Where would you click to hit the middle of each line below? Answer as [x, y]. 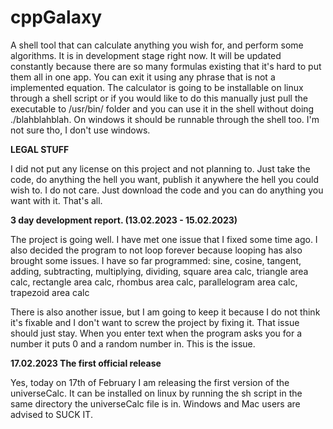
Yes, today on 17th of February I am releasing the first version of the [150, 382]
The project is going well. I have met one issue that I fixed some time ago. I [164, 239]
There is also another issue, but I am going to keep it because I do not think [165, 312]
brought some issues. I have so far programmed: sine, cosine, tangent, [156, 260]
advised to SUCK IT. [51, 414]
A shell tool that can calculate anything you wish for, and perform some [157, 45]
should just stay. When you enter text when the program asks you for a [156, 333]
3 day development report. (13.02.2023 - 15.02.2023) [124, 220]
